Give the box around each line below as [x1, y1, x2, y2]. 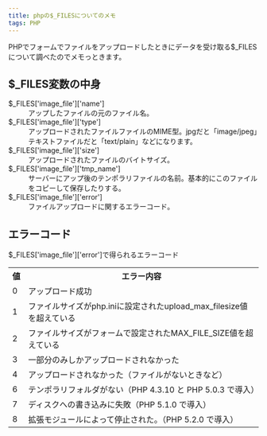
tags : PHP [8, 19, 41, 27]
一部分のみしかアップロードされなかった [28, 355, 180, 366]
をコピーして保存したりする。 [28, 184, 126, 193]
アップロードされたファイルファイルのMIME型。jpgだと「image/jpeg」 [28, 127, 258, 136]
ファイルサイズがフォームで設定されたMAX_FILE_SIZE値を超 [28, 328, 254, 339]
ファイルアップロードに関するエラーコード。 [28, 202, 175, 212]
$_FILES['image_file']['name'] [8, 99, 105, 108]
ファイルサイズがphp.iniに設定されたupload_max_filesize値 [28, 301, 248, 312]
